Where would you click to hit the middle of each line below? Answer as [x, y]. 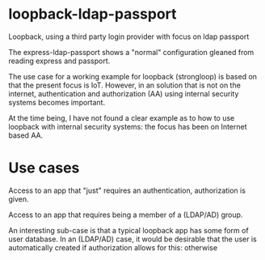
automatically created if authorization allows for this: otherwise [113, 247]
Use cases [44, 168]
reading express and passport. [59, 61]
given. [19, 198]
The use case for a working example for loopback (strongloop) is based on [132, 76]
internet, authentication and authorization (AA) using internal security [124, 93]
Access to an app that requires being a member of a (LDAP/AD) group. [126, 215]
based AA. [26, 135]
